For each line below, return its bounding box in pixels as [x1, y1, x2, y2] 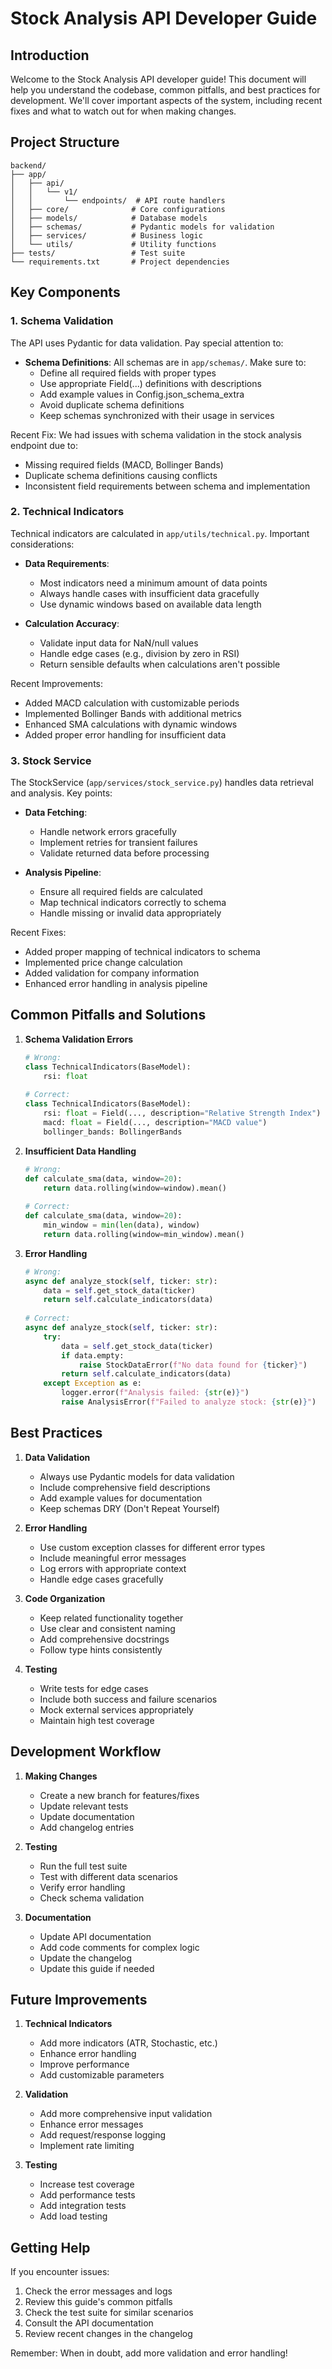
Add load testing [39, 2210, 108, 2222]
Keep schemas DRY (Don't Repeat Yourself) [39, 1502, 221, 1514]
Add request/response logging [39, 2129, 167, 2141]
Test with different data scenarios [39, 1870, 178, 1882]
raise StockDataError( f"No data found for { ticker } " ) [78, 1360, 308, 1370]
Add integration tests [39, 2200, 127, 2212]
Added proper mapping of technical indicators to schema [24, 946, 261, 958]
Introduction [10, 47, 90, 64]
